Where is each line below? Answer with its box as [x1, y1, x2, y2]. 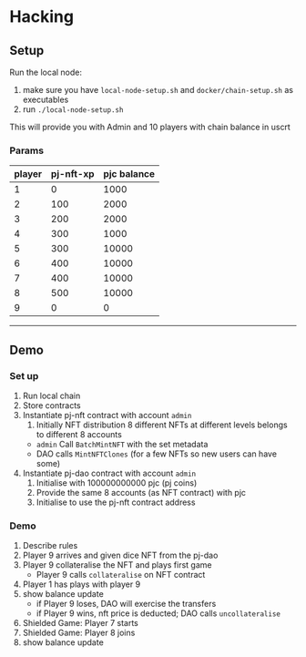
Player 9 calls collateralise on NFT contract [36, 570, 206, 580]
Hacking [9, 6, 75, 27]
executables [22, 94, 69, 105]
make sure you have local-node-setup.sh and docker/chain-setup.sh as [22, 85, 294, 95]
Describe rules [22, 540, 78, 551]
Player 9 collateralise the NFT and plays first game [22, 559, 212, 570]
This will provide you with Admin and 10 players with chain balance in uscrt [9, 121, 291, 132]
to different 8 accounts [36, 428, 123, 439]
